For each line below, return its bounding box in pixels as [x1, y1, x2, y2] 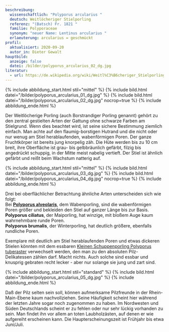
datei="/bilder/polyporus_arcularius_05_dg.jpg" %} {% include [5, 274, 134, 280]
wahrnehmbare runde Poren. [5, 217, 65, 223]
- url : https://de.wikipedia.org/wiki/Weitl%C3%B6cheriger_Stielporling [10, 73, 165, 78]
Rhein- [149, 289, 163, 295]
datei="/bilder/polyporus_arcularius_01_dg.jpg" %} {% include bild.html [5, 92, 152, 98]
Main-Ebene [5, 295, 31, 301]
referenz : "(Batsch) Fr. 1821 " [10, 21, 78, 27]
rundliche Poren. [5, 228, 40, 234]
